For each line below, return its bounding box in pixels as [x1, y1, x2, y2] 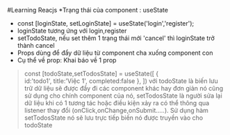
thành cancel [17, 42, 55, 49]
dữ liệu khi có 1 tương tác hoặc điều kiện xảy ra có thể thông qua [24, 99, 210, 107]
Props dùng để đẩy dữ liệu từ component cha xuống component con [17, 48, 213, 57]
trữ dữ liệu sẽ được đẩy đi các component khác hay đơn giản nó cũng [24, 84, 224, 92]
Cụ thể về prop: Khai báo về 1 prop [17, 56, 117, 64]
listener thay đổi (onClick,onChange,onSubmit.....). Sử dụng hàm [24, 107, 208, 114]
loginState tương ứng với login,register [17, 27, 127, 35]
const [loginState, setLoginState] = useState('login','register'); [17, 19, 195, 27]
